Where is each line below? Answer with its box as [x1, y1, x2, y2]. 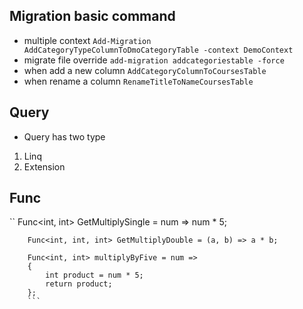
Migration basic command [9, 8, 176, 25]
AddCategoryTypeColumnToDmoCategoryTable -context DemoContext [23, 45, 294, 55]
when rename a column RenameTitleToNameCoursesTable [23, 75, 254, 87]
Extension [23, 160, 66, 173]
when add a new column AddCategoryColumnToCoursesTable [23, 64, 267, 76]
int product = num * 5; [45, 270, 144, 281]
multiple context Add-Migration [23, 34, 152, 46]
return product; [45, 279, 113, 289]
